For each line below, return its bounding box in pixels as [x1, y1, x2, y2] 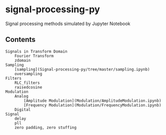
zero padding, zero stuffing [14, 125, 77, 130]
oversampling [14, 71, 43, 76]
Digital [14, 107, 31, 112]
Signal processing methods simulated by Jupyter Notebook [5, 20, 131, 27]
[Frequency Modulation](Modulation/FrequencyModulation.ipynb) [24, 102, 161, 108]
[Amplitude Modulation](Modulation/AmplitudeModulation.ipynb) [24, 98, 161, 103]
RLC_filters [14, 80, 40, 85]
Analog [14, 94, 29, 99]
